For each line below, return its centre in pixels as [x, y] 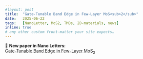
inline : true [18, 28]
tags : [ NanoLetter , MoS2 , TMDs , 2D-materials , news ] [62, 23]
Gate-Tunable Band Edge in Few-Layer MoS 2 [50, 51]
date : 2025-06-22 [25, 18]
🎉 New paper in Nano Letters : [35, 46]
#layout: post [20, 9]
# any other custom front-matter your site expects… [60, 32]
